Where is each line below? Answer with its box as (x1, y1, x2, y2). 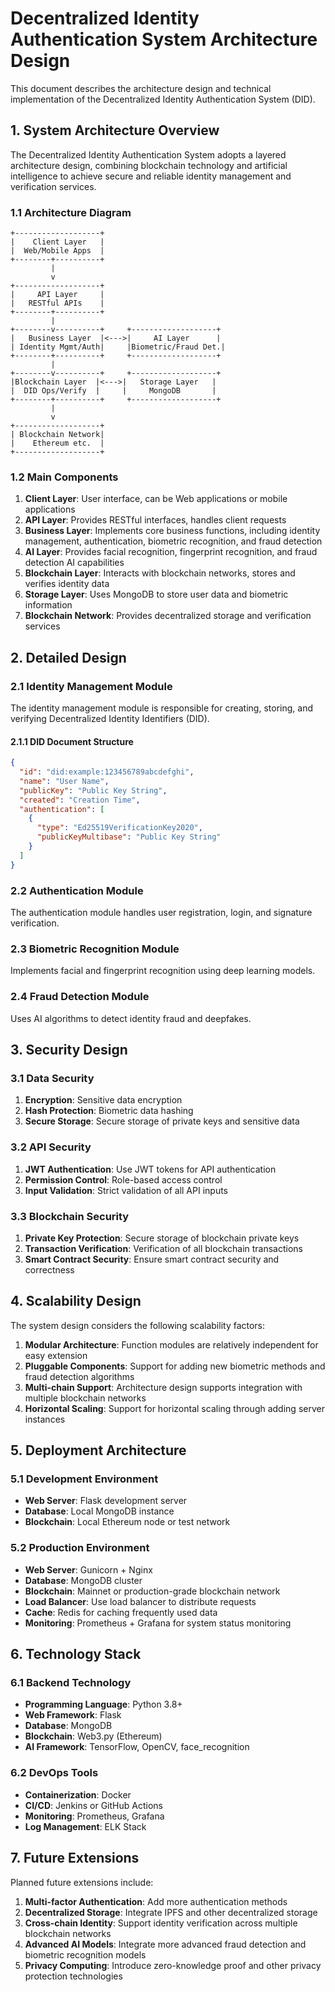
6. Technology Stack (10, 1646, 142, 1663)
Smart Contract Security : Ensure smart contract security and (24, 1253, 280, 1265)
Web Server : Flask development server (24, 1495, 188, 1507)
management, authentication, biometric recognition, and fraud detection (24, 535, 323, 547)
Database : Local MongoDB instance (24, 1505, 175, 1517)
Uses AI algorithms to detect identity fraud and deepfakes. (10, 1012, 252, 1024)
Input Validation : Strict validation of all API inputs (24, 1184, 228, 1196)
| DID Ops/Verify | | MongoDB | (10, 386, 217, 396)
